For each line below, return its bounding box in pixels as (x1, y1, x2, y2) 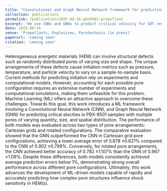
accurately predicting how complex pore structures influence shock (5, 175, 144, 181)
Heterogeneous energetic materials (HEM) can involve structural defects (5, 53, 154, 59)
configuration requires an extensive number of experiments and (5, 85, 136, 91)
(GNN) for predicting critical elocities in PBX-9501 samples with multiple (5, 111, 153, 117)
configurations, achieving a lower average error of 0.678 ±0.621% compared (5, 138, 162, 144)
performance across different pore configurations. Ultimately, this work (5, 164, 151, 170)
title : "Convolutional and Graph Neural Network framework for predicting (5, 7, 164, 12)
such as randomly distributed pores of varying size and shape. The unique (5, 58, 158, 65)
